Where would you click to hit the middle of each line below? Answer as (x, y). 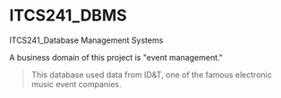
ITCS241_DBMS (68, 16)
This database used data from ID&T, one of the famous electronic (152, 74)
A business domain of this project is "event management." (116, 57)
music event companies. (76, 84)
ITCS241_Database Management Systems (86, 40)
